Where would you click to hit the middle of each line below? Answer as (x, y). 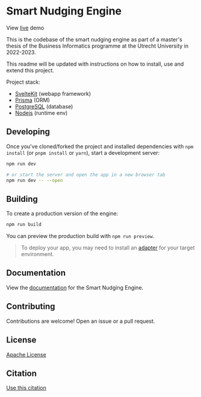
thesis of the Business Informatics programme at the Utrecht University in (97, 46)
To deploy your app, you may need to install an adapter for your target (108, 248)
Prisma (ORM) (32, 100)
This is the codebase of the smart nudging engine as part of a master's (94, 39)
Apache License (26, 354)
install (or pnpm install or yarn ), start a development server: (83, 152)
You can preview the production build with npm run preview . (80, 236)
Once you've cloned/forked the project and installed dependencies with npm (100, 146)
